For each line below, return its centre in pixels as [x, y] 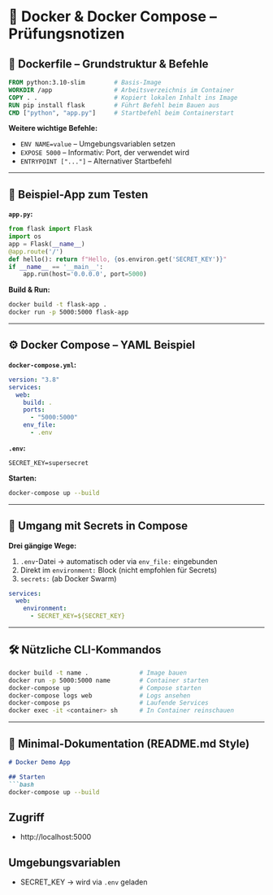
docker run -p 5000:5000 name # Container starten [108, 680]
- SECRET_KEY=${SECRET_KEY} [78, 616]
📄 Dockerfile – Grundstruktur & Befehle [108, 64]
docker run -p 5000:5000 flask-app [69, 312]
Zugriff [26, 817]
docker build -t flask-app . [58, 305]
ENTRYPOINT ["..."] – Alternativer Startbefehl [96, 161]
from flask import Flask [50, 229]
